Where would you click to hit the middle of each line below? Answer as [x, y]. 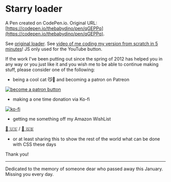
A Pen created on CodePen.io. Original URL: [51, 23]
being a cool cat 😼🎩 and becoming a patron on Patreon [71, 79]
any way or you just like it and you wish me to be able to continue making [82, 64]
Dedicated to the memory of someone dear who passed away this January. [84, 169]
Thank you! [17, 154]
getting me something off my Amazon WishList [62, 119]
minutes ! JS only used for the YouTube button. [54, 49]
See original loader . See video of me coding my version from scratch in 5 [82, 43]
